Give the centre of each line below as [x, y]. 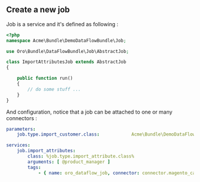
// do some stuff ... [54, 89]
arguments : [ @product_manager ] [69, 162]
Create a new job [38, 10]
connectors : [22, 118]
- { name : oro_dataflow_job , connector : [89, 173]
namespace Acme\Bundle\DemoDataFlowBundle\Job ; [66, 40]
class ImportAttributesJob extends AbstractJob [66, 62]
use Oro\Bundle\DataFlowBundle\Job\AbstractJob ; [68, 51]
